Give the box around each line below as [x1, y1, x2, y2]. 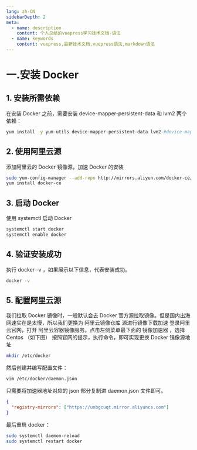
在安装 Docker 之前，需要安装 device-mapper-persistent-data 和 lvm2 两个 [6, 109, 187, 117]
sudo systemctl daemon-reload [6, 432, 80, 439]
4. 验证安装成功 [6, 249, 62, 259]
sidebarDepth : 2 [6, 14, 46, 20]
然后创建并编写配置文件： [6, 364, 68, 372]
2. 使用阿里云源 [6, 147, 62, 157]
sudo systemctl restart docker [6, 438, 83, 444]
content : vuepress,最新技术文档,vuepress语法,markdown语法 [16, 42, 155, 47]
